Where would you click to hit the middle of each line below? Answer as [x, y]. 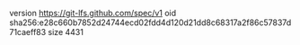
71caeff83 [28, 32]
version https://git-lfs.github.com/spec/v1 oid [93, 13]
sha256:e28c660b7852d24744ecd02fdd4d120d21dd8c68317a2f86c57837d [150, 22]
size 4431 [66, 32]
